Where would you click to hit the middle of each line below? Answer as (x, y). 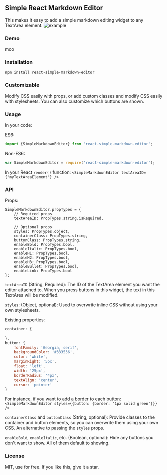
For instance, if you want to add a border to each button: (63, 399)
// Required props (33, 214)
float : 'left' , (30, 366)
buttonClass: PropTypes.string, (48, 240)
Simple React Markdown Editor (54, 8)
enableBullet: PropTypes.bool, (47, 267)
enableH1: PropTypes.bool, (42, 254)
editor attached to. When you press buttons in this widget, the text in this (80, 290)
